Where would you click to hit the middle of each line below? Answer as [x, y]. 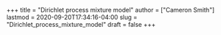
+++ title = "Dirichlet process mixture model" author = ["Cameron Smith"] [110, 10]
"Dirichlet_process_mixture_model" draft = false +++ [81, 24]
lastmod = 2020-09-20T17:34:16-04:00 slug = [72, 17]
